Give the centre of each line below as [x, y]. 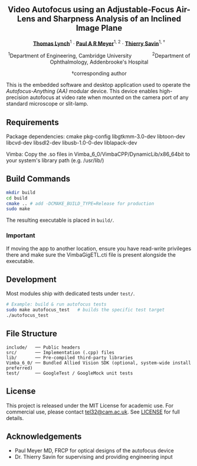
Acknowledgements [44, 437]
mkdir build [21, 192]
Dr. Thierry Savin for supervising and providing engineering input [93, 457]
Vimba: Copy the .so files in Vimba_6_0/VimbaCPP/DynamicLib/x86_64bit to [98, 154]
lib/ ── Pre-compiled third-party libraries [70, 357]
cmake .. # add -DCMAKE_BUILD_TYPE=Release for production [80, 204]
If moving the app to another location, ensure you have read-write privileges [99, 248]
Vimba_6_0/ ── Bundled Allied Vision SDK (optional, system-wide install [99, 363]
